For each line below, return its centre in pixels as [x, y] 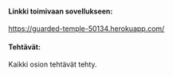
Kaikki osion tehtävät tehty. [53, 64]
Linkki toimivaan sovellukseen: [61, 11]
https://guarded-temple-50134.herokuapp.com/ [86, 29]
